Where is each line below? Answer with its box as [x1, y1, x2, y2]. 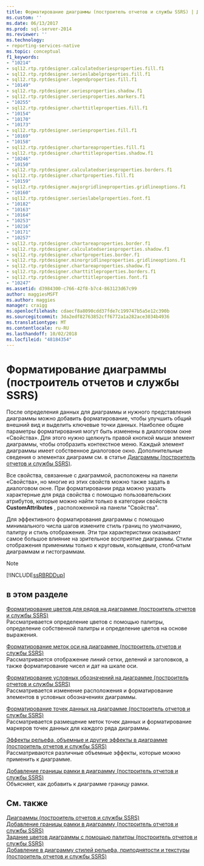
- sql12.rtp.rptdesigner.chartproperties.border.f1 [6, 251, 140, 258]
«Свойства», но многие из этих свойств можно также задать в [6, 478, 170, 486]
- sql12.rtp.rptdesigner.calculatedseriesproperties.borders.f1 [6, 167, 172, 173]
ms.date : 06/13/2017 [6, 20, 59, 26]
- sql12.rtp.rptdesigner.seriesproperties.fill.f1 [6, 128, 137, 134]
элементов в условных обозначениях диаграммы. [6, 694, 137, 701]
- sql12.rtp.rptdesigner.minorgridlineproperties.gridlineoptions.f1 [6, 257, 186, 264]
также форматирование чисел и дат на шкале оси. [6, 663, 138, 670]
